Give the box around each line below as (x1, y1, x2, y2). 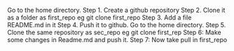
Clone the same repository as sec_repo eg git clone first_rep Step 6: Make (7, 28, 222, 36)
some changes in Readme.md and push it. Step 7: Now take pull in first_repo (7, 36, 228, 44)
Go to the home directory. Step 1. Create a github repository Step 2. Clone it (7, 6, 226, 14)
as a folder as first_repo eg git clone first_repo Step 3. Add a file (7, 13, 192, 22)
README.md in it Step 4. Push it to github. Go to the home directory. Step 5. (7, 21, 226, 29)
